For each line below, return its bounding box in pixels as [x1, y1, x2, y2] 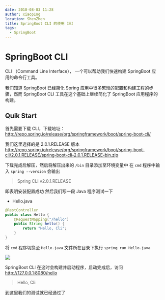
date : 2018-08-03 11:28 [5, 7, 54, 12]
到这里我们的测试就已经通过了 [5, 289, 65, 296]
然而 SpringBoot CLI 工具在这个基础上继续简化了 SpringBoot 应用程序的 [13, 91, 158, 97]
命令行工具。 [13, 74, 40, 80]
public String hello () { [14, 221, 65, 227]
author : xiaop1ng [5, 12, 41, 17]
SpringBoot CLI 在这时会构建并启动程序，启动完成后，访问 [5, 264, 123, 270]
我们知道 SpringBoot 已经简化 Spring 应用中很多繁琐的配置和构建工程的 [5, 85, 149, 91]
